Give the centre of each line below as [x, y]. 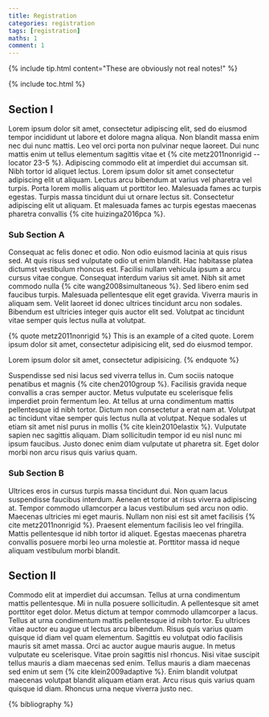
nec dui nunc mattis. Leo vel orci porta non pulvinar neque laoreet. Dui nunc [134, 145]
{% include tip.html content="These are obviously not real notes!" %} [123, 68]
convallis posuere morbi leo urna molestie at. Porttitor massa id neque [124, 542]
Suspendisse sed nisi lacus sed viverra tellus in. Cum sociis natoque [121, 376]
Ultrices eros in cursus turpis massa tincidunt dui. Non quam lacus [118, 491]
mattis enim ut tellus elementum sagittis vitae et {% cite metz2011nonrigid [130, 154]
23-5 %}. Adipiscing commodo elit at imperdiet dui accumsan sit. [141, 162]
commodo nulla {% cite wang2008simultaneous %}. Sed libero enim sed [128, 287]
